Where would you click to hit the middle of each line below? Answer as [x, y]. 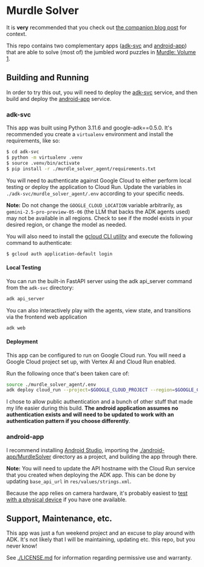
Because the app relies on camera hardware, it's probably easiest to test [97, 493]
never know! [22, 546]
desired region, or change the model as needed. [66, 224]
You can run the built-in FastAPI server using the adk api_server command [99, 281]
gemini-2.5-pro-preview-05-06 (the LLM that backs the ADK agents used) [98, 211]
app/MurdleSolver [29, 456]
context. [17, 33]
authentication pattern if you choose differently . [68, 421]
